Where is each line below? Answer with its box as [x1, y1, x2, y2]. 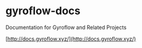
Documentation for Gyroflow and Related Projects [5, 24, 127, 31]
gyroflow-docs [5, 4, 80, 18]
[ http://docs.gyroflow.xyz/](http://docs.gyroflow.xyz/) [5, 35, 137, 42]
